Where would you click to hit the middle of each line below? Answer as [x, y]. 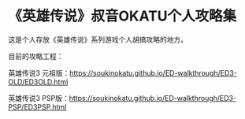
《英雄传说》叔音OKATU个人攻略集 [122, 16]
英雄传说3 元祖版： [39, 73]
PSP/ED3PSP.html [37, 106]
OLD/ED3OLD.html [38, 82]
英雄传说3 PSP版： [39, 98]
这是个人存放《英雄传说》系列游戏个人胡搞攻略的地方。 [98, 39]
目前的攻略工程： [36, 56]
